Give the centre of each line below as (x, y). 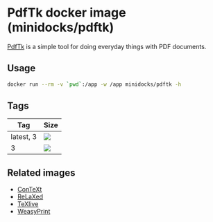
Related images (41, 173)
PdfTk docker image (67, 13)
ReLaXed (30, 197)
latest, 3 (24, 137)
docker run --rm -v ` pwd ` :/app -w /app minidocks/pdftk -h (94, 84)
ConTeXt (29, 189)
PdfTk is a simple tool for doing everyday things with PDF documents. (107, 46)
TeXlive (28, 204)
